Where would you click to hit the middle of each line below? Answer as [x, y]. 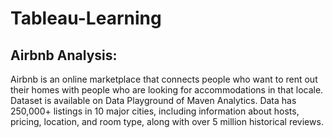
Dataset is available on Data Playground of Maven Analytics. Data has [153, 100]
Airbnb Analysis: [64, 55]
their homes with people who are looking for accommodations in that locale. [167, 90]
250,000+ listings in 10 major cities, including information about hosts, [155, 111]
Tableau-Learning [86, 18]
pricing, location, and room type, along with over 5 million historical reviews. [167, 121]
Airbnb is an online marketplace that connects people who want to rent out [164, 79]
